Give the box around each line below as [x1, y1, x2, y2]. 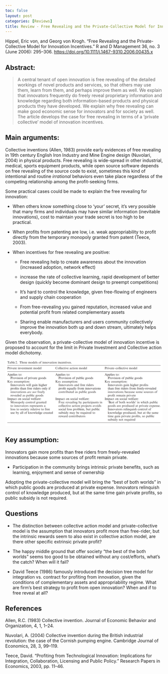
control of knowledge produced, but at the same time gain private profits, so [5, 490, 162, 496]
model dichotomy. [5, 350, 42, 356]
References [5, 605, 42, 613]
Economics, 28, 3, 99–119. [5, 643, 58, 649]
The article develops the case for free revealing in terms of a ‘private [17, 114, 159, 120]
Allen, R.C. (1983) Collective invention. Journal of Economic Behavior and [5, 618, 156, 624]
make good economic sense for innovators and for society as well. [17, 108, 155, 114]
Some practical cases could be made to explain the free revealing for [5, 188, 147, 194]
